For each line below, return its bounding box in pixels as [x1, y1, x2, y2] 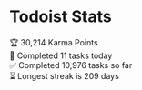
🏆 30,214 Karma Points [9, 36, 98, 47]
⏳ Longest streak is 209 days [9, 70, 120, 81]
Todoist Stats [9, 6, 112, 27]
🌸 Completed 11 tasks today [9, 50, 113, 61]
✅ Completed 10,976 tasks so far [9, 59, 133, 70]
